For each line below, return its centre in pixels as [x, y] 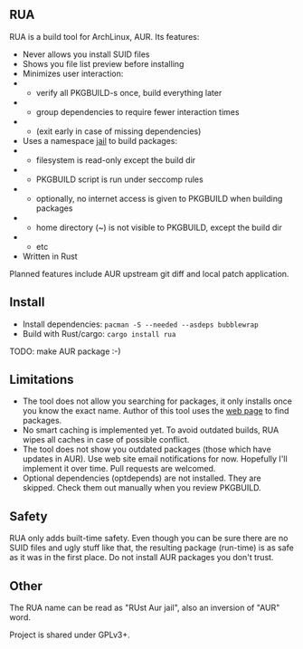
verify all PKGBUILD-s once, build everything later [129, 92]
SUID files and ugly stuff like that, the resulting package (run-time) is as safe [151, 548]
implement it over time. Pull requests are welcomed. [119, 469]
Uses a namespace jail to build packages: [100, 140]
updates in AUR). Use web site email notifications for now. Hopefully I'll [155, 459]
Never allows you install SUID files [86, 54]
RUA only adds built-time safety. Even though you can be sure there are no [149, 539]
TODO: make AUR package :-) [65, 351]
